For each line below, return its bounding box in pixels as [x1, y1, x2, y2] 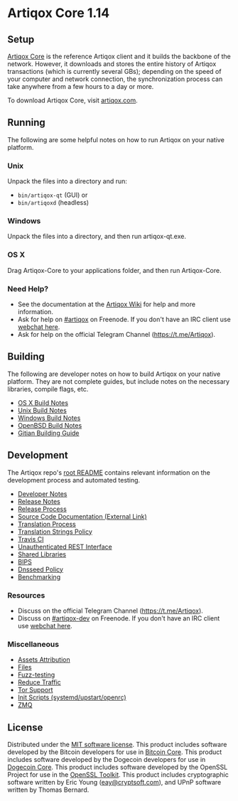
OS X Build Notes [17, 398, 69, 407]
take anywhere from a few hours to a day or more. [7, 82, 154, 90]
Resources [7, 590, 45, 600]
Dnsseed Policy [17, 565, 64, 574]
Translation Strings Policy [17, 527, 92, 536]
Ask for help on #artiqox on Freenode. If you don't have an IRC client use [17, 315, 231, 323]
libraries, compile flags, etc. [7, 385, 89, 393]
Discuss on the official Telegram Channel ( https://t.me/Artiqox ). [17, 606, 204, 615]
